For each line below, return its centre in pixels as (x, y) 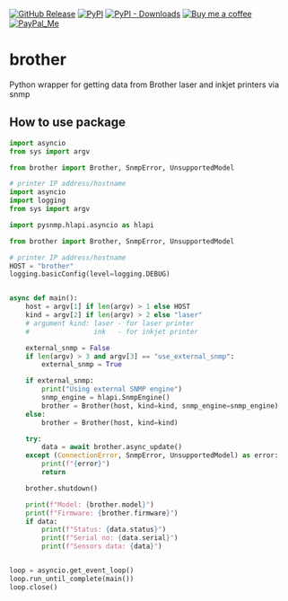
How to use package (67, 123)
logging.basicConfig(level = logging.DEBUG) (90, 274)
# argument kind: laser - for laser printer (110, 323)
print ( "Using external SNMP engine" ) (112, 389)
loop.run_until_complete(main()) (72, 579)
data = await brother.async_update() (112, 447)
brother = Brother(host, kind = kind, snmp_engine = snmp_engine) (160, 406)
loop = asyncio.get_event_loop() (72, 570)
